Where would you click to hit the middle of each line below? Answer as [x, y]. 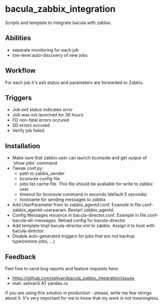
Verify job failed [28, 131]
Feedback [21, 257]
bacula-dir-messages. [35, 221]
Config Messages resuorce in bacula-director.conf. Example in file [79, 215]
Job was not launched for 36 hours [48, 115]
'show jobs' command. [35, 163]
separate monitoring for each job [45, 50]
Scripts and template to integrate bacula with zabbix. [58, 23]
